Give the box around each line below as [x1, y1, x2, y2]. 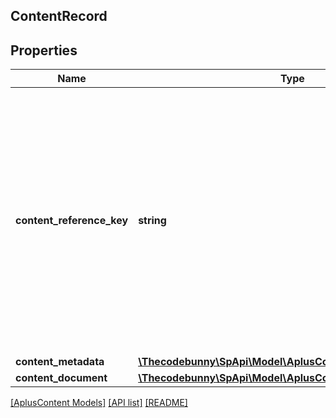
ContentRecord [10, 8, 108, 25]
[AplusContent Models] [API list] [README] [10, 397, 188, 409]
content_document [15, 371, 108, 385]
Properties [10, 42, 78, 59]
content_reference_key [15, 214, 129, 228]
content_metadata [15, 355, 105, 369]
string [138, 214, 167, 228]
